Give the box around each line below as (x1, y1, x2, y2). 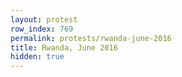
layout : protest (10, 14, 78, 25)
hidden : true (10, 52, 65, 62)
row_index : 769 (10, 24, 74, 34)
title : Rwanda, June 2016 (10, 42, 118, 53)
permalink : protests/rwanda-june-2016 (10, 33, 172, 43)
